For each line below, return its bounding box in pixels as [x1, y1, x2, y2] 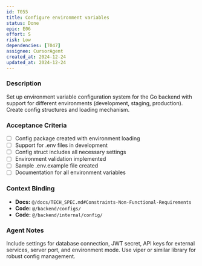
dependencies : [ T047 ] [6, 43, 61, 49]
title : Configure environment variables [6, 15, 110, 21]
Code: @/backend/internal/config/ [15, 211, 103, 218]
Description [6, 79, 42, 88]
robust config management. [6, 253, 76, 260]
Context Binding [6, 184, 55, 193]
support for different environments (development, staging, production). [6, 99, 183, 106]
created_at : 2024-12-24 [6, 54, 67, 60]
